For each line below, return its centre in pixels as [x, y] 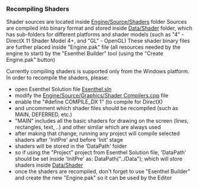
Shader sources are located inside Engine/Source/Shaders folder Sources [97, 22]
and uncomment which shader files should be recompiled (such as [96, 108]
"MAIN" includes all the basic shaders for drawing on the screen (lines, [102, 121]
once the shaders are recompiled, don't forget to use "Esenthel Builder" [103, 172]
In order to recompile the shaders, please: [57, 78]
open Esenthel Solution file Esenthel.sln [63, 89]
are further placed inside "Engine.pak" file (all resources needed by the [93, 47]
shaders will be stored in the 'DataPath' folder [71, 146]
